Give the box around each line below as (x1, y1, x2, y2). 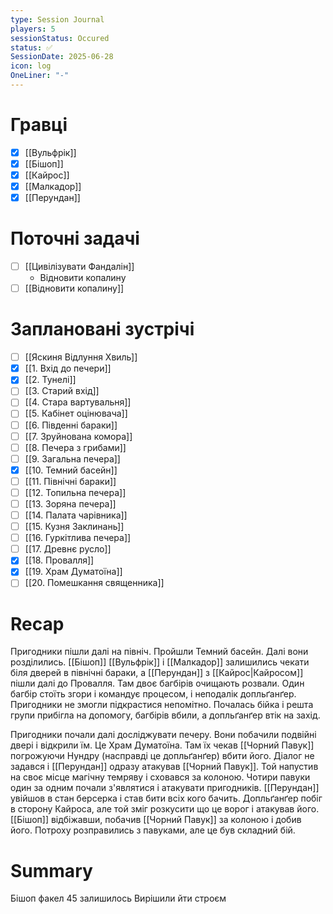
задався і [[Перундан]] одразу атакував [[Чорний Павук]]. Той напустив (10, 761, 319, 773)
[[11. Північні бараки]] (24, 475, 117, 487)
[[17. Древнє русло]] (24, 543, 112, 555)
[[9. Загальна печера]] (24, 452, 121, 465)
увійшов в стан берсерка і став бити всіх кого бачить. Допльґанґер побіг (10, 792, 323, 805)
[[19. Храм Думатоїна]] (24, 566, 123, 578)
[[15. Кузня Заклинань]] (24, 521, 125, 533)
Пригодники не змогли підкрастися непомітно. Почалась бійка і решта (10, 699, 314, 711)
